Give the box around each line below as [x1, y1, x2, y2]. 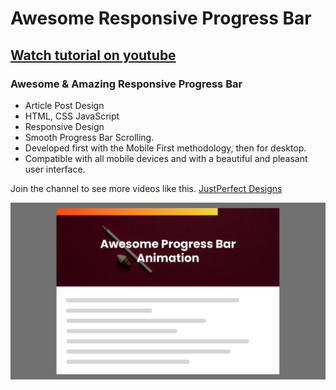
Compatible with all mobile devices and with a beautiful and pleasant [24, 152, 308, 164]
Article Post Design [24, 99, 105, 111]
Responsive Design [24, 120, 105, 132]
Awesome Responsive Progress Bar [10, 7, 312, 30]
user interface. [24, 163, 86, 175]
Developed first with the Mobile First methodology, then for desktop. [24, 142, 307, 154]
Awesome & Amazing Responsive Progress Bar [10, 77, 243, 91]
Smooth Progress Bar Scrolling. [24, 131, 155, 143]
